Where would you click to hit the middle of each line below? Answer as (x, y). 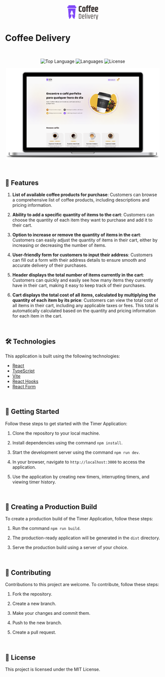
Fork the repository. (32, 594)
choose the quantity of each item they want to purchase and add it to (82, 220)
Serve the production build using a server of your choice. (70, 548)
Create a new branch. (34, 604)
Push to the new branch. (37, 623)
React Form (24, 386)
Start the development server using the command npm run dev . (76, 452)
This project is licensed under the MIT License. (53, 670)
